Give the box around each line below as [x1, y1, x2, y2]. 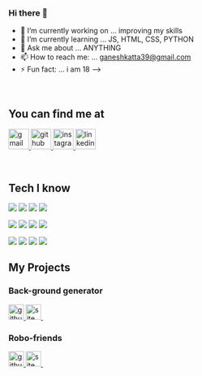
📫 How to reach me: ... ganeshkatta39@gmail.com [19, 52, 191, 62]
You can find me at [8, 107, 105, 120]
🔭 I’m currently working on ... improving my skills [19, 26, 183, 36]
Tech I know [8, 181, 71, 195]
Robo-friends [8, 332, 62, 343]
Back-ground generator [8, 285, 103, 296]
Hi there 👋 [8, 7, 49, 19]
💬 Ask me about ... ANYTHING [19, 43, 122, 53]
